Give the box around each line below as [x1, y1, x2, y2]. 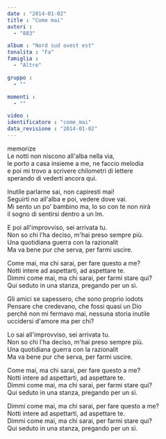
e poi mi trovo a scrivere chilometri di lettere [7, 167, 133, 175]
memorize [7, 144, 36, 153]
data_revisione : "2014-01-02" [7, 125, 98, 132]
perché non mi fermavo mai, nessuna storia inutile [7, 309, 151, 318]
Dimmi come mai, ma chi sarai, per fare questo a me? [7, 401, 160, 410]
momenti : [7, 93, 36, 100]
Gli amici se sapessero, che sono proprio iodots [7, 294, 144, 303]
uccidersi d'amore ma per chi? [7, 316, 94, 325]
